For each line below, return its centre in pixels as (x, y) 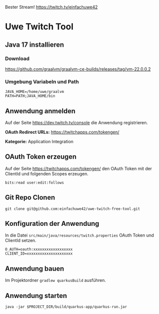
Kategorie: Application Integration (39, 141)
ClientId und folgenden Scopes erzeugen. (47, 174)
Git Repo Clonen (30, 197)
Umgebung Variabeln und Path (42, 81)
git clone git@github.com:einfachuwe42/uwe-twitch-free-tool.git (72, 209)
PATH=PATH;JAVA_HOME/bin (30, 96)
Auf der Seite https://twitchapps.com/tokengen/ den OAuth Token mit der (79, 168)
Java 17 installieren (35, 45)
